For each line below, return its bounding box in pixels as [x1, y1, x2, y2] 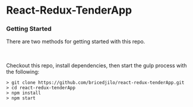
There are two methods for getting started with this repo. [6, 38, 145, 45]
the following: [6, 69, 40, 76]
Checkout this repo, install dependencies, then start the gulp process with [6, 62, 187, 69]
